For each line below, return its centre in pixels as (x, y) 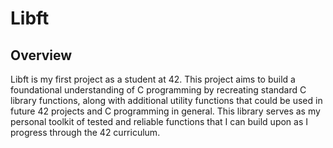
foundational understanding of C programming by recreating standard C (158, 90)
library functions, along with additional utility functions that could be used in (166, 100)
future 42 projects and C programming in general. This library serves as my (165, 111)
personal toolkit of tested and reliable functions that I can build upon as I (159, 121)
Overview (41, 55)
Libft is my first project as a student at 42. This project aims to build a (153, 79)
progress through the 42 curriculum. (85, 132)
